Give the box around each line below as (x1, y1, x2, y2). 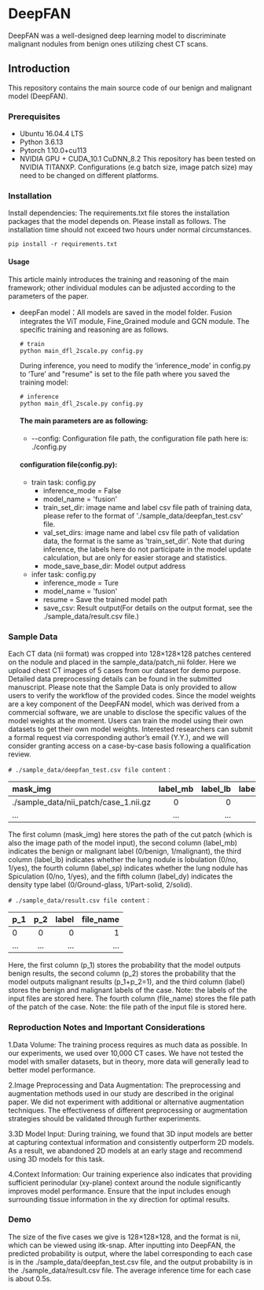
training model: (19, 377, 69, 387)
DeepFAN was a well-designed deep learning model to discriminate (8, 31, 226, 40)
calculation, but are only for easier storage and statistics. (42, 552, 228, 562)
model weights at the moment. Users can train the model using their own (8, 716, 244, 726)
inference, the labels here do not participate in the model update (42, 545, 251, 554)
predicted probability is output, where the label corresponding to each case (8, 1248, 253, 1258)
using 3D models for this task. (8, 1154, 105, 1163)
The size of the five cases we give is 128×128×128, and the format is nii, (8, 1232, 241, 1241)
